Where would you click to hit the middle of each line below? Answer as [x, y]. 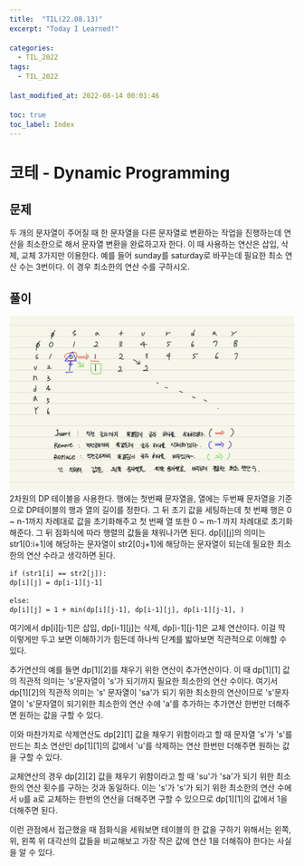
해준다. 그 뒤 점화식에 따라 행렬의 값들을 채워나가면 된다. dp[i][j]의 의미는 [138, 532]
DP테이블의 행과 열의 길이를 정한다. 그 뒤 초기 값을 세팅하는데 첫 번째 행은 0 [159, 510]
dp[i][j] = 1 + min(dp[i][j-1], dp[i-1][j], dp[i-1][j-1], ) [127, 609]
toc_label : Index [42, 124]
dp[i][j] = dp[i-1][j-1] [56, 582]
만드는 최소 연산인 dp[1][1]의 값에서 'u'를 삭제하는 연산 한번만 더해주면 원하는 [145, 745]
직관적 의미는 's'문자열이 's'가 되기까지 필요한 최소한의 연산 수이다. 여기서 [148, 681]
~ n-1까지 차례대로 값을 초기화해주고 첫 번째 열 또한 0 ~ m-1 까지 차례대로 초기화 [151, 521]
